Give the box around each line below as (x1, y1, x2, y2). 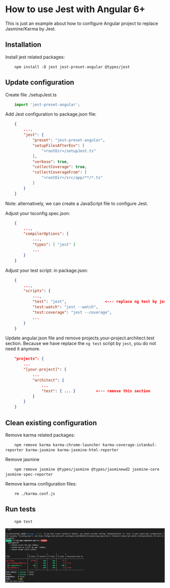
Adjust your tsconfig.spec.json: (5, 210, 70, 216)
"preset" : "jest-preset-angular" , (32, 138, 105, 143)
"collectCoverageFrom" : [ (32, 170, 87, 175)
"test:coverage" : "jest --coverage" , (32, 309, 112, 315)
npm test (14, 519, 33, 524)
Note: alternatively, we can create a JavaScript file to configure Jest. (5, 200, 148, 206)
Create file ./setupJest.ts (5, 91, 57, 97)
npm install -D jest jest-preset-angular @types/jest (14, 64, 130, 70)
